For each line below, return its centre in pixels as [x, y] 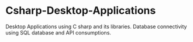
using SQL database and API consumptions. [58, 32]
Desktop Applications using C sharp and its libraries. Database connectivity [96, 26]
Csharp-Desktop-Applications [81, 11]
